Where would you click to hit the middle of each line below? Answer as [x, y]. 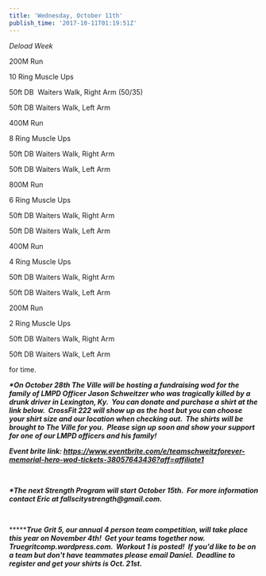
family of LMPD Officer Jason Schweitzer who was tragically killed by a [130, 393]
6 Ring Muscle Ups [40, 200]
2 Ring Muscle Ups [40, 323]
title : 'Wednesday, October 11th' [66, 16]
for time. [23, 369]
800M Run [26, 185]
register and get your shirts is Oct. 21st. [75, 563]
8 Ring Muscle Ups [40, 138]
